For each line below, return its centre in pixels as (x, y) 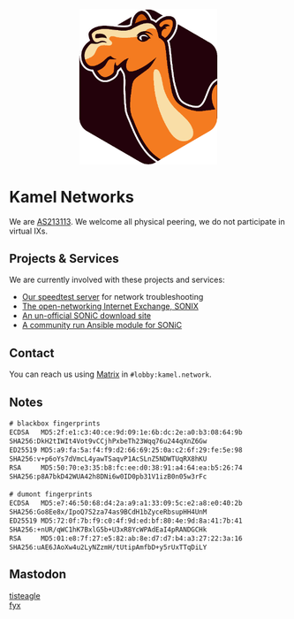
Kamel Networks (72, 197)
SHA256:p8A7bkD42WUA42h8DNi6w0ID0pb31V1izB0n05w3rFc (108, 477)
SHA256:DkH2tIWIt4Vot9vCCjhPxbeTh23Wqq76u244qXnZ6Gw (108, 441)
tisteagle (25, 595)
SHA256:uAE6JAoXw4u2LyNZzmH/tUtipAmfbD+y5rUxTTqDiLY (108, 547)
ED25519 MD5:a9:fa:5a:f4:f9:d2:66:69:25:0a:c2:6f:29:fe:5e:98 (126, 450)
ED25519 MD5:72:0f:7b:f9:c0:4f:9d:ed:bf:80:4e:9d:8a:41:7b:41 (126, 521)
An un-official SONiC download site (87, 316)
